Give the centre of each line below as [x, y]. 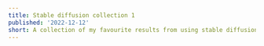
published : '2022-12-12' [49, 23]
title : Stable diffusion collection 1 [71, 15]
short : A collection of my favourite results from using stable [115, 30]
